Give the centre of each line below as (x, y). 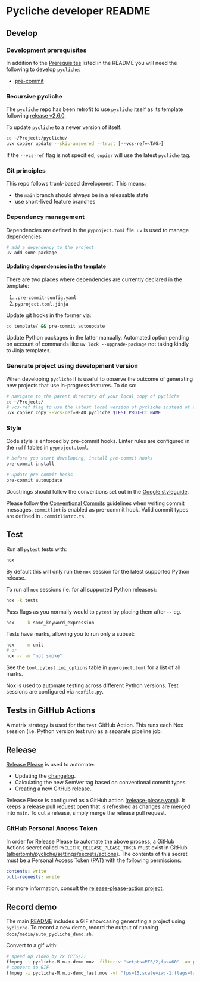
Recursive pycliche (35, 96)
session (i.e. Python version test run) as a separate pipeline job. (84, 731)
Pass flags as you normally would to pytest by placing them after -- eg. (94, 612)
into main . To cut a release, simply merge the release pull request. (86, 812)
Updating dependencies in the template (56, 266)
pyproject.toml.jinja (41, 304)
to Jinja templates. (29, 350)
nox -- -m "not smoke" (34, 656)
